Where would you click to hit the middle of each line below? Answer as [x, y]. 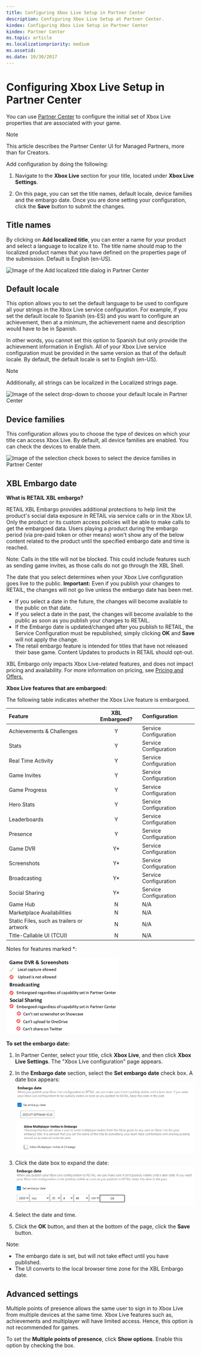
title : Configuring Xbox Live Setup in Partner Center [76, 13]
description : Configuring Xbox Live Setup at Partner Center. [85, 19]
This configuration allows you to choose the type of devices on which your [98, 434]
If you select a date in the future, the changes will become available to [101, 601]
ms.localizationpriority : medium [48, 44]
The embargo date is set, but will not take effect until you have [92, 1256]
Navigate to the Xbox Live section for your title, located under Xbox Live [104, 175]
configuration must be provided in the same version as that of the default [96, 353]
